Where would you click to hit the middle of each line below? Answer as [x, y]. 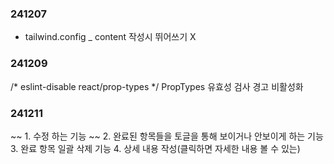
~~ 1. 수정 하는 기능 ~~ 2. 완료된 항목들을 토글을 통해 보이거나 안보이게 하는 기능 [167, 136]
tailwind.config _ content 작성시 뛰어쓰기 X [110, 37]
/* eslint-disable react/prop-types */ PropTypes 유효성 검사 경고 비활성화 [157, 86]
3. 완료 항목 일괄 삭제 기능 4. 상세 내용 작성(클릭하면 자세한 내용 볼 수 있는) [155, 148]
